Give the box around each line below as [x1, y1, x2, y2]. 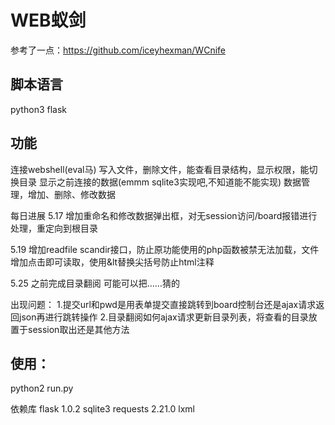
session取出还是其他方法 [27, 323, 130, 335]
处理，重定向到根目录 [10, 222, 98, 234]
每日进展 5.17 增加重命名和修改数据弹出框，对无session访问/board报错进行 [10, 209, 318, 221]
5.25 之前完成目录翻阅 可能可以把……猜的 [10, 277, 180, 289]
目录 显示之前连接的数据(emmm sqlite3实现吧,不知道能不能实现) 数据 [18, 176, 302, 188]
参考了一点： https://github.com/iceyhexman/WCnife [10, 44, 226, 56]
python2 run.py [10, 382, 74, 395]
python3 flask [10, 103, 67, 115]
